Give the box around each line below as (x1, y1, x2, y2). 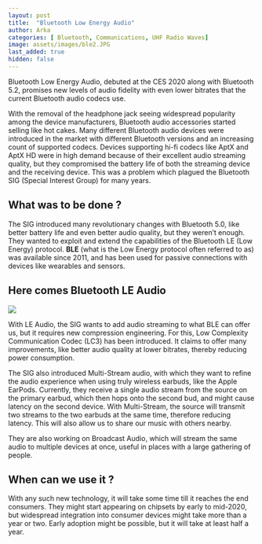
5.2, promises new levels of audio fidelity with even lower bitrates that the (8, 85, 246, 94)
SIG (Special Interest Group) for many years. (8, 175, 151, 185)
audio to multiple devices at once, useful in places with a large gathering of (8, 442, 251, 451)
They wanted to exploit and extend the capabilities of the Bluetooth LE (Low (8, 236, 253, 245)
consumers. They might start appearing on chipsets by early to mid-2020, (8, 502, 247, 512)
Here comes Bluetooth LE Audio (8, 284, 166, 297)
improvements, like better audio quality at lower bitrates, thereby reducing (8, 344, 247, 354)
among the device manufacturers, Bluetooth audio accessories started (8, 117, 236, 127)
